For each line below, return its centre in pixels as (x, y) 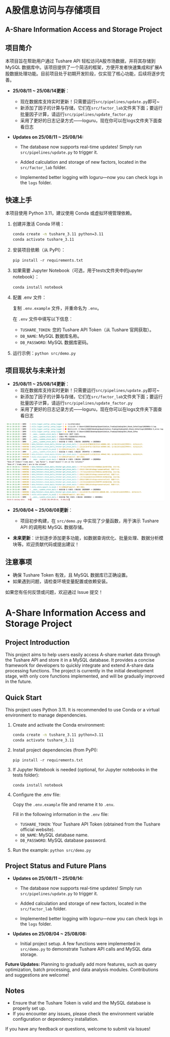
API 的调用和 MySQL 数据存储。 (53, 527)
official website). (37, 829)
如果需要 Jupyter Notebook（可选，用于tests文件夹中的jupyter (78, 270)
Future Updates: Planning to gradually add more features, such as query (81, 964)
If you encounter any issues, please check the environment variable (83, 1014)
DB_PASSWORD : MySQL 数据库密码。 (55, 342)
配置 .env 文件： (29, 297)
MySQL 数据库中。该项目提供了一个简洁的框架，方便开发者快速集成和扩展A (84, 67)
